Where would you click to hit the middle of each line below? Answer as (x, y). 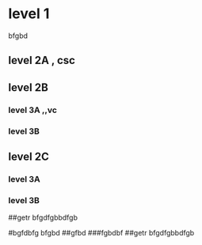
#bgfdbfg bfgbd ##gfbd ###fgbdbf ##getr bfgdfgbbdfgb (101, 233)
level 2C (29, 156)
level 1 (29, 14)
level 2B (29, 87)
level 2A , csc (42, 60)
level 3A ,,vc (33, 110)
